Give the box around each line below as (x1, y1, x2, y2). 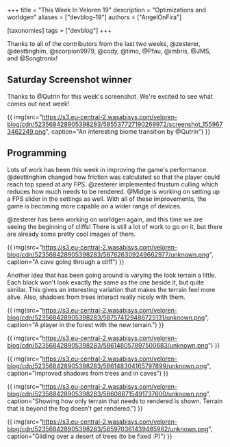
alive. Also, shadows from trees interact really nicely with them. (7, 293, 186, 301)
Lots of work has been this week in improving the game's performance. (7, 165, 209, 173)
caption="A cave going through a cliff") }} (7, 257, 125, 266)
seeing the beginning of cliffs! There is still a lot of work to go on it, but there (7, 222, 223, 230)
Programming (7, 147, 67, 159)
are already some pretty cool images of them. (7, 230, 136, 238)
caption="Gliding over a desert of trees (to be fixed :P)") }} (7, 432, 172, 440)
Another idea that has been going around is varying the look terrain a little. (7, 271, 217, 279)
